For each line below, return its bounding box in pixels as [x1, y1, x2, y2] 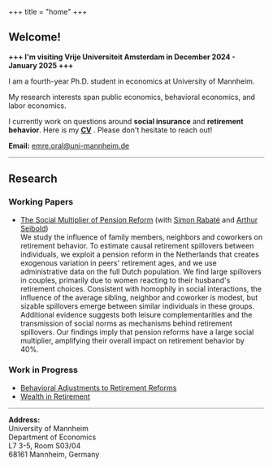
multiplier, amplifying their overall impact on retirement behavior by [19, 335, 245, 345]
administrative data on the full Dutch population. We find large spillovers [19, 266, 262, 276]
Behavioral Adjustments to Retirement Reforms [19, 383, 177, 392]
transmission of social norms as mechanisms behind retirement [19, 318, 233, 328]
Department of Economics [8, 432, 97, 442]
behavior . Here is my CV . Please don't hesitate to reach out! [8, 125, 213, 135]
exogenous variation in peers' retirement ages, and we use [19, 257, 217, 267]
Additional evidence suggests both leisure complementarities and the [19, 309, 253, 319]
